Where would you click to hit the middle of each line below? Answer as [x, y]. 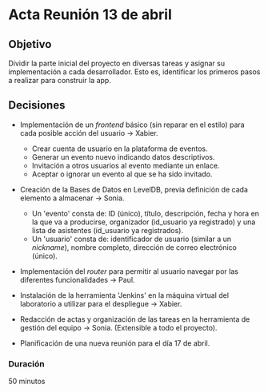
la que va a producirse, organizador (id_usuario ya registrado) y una [144, 222]
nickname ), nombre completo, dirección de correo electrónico [134, 247]
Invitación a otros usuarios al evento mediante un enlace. [126, 165]
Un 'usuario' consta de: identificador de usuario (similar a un [132, 239]
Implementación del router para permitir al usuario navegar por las [129, 271]
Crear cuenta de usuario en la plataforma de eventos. [120, 148]
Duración [27, 363]
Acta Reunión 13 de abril [90, 15]
